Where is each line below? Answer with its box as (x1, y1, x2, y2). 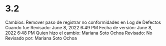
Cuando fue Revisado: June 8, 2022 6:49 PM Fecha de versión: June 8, (5, 24, 152, 30)
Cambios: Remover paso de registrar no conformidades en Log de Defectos (5, 19, 161, 25)
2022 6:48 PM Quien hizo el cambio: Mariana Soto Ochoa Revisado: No (5, 30, 152, 36)
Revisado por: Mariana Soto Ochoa (5, 35, 77, 41)
